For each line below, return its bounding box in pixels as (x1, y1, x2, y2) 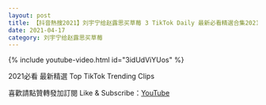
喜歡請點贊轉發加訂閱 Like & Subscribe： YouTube (8, 88, 170, 98)
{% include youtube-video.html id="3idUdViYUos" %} (8, 55, 184, 65)
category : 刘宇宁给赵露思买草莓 (8, 33, 103, 42)
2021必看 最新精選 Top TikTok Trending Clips (8, 72, 155, 81)
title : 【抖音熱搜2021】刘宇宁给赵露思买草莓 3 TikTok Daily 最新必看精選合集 (8, 19, 245, 27)
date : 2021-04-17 (8, 26, 66, 34)
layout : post (8, 11, 51, 20)
